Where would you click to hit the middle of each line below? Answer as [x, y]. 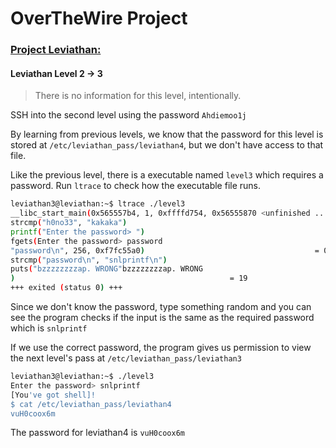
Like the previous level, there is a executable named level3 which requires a [167, 175]
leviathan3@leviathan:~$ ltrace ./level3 [98, 204]
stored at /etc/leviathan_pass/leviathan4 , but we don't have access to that [167, 145]
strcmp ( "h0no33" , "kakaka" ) [69, 223]
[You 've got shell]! [53, 395]
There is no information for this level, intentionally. [138, 96]
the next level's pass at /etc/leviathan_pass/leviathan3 [126, 358]
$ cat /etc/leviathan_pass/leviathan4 [91, 404]
